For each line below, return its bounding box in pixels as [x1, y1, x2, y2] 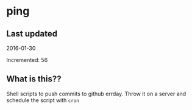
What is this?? [6, 74, 62, 84]
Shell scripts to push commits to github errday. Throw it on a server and [6, 90, 187, 97]
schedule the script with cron [6, 96, 79, 104]
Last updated [6, 29, 58, 39]
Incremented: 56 [6, 57, 48, 63]
